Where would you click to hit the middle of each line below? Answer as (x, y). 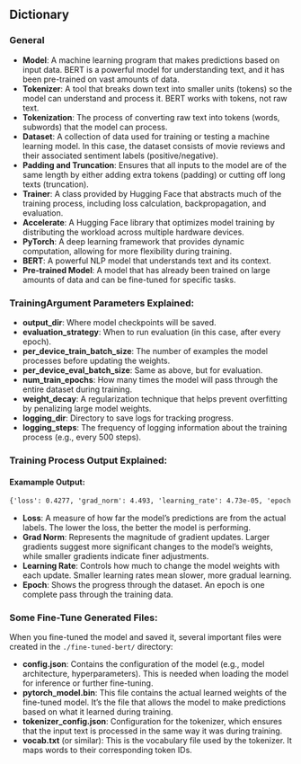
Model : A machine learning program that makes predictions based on (151, 60)
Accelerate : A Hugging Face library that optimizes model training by (149, 222)
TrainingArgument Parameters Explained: (102, 303)
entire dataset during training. (77, 389)
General (27, 40)
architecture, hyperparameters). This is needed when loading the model (155, 674)
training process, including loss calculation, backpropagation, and (144, 203)
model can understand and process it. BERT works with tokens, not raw (155, 98)
